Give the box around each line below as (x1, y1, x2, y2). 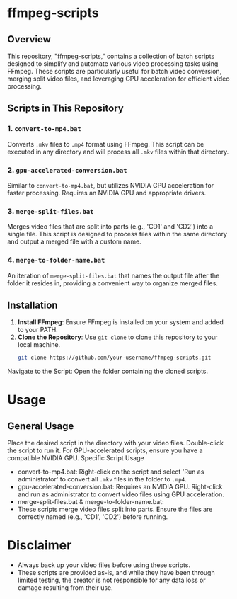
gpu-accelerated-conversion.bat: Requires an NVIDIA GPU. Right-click (17, 483, 223, 491)
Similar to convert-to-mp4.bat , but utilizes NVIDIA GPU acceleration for (7, 181, 214, 189)
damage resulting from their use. (17, 583, 113, 592)
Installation (7, 299, 58, 311)
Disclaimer (7, 537, 72, 554)
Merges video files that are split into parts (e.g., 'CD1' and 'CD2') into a (7, 222, 214, 231)
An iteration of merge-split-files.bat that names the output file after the (7, 271, 220, 280)
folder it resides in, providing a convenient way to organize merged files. (7, 278, 218, 287)
